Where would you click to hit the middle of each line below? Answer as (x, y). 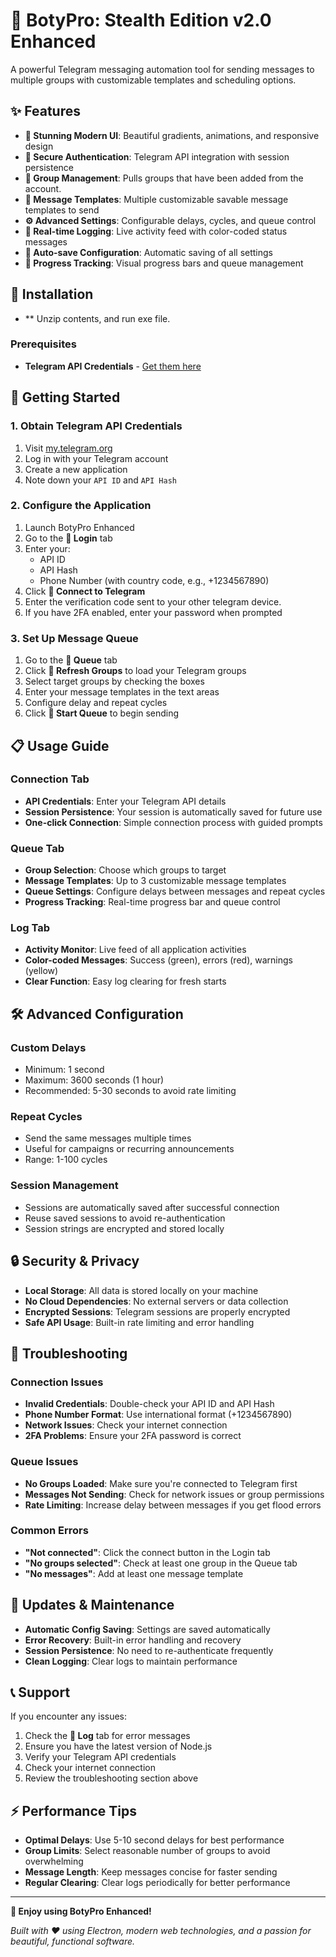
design (39, 146)
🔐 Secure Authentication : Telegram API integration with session (157, 156)
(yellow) (41, 971)
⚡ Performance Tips (73, 1810)
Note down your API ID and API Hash (100, 480)
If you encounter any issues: (69, 1716)
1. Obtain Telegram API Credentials (96, 426)
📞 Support (40, 1692)
